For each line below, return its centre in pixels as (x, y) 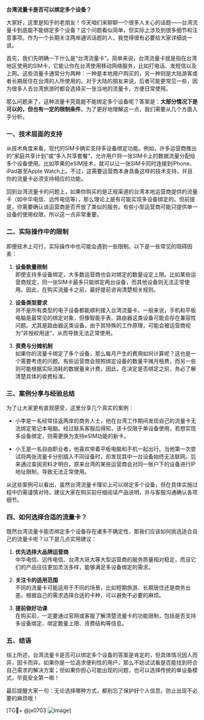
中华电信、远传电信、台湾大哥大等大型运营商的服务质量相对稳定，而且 (103, 559)
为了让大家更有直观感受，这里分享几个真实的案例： (70, 407)
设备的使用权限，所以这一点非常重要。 (54, 215)
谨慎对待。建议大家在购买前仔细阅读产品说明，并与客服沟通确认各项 (112, 492)
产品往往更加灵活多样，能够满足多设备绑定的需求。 (90, 567)
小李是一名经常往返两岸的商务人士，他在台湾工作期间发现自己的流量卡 (103, 421)
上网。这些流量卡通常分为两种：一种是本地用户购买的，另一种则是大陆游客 (99, 73)
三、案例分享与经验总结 (40, 393)
